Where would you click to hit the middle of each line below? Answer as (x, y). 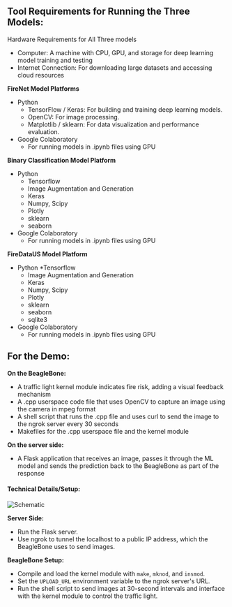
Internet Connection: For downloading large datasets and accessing (115, 67)
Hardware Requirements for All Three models (72, 39)
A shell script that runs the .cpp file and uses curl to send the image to (118, 416)
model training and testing (55, 60)
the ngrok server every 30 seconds (68, 424)
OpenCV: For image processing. (74, 117)
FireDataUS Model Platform (48, 254)
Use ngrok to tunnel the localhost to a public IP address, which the (113, 539)
